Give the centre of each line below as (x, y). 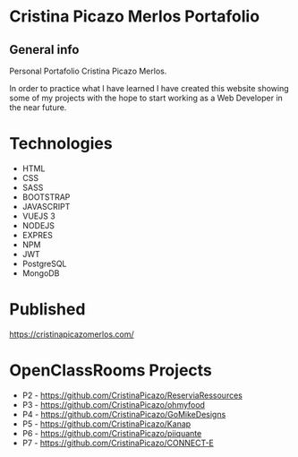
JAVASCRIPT (46, 206)
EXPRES (38, 235)
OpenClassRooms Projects (111, 371)
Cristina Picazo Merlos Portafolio (135, 17)
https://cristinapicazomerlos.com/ (72, 334)
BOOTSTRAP (46, 197)
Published (47, 310)
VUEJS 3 (38, 216)
